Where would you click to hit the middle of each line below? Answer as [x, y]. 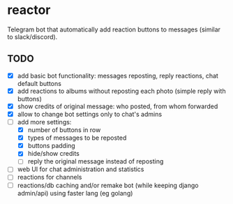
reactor [29, 10]
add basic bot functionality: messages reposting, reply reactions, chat [118, 75]
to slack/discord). [32, 36]
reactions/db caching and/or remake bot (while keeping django [108, 185]
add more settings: [44, 122]
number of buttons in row [64, 130]
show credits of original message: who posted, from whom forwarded [118, 106]
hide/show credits [54, 154]
